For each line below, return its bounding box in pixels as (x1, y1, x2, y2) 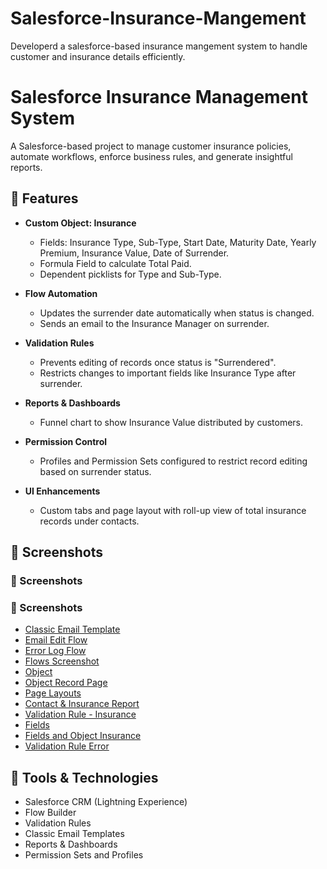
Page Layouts (24, 687, 82, 699)
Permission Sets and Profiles (24, 849, 144, 861)
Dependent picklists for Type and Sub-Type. (39, 268, 222, 280)
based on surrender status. (39, 465, 152, 477)
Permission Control (24, 435, 108, 447)
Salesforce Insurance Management (10, 86, 308, 109)
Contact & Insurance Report (24, 698, 140, 710)
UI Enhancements (24, 485, 101, 497)
